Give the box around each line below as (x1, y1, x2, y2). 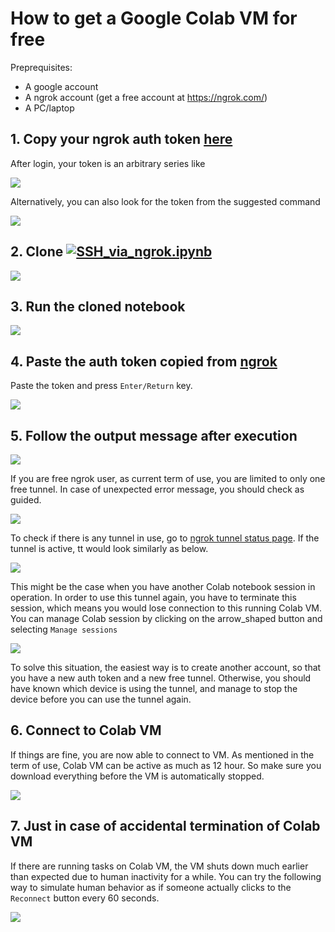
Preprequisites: (10, 61, 73, 73)
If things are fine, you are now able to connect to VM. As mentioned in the (10, 748, 315, 761)
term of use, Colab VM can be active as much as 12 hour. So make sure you (10, 759, 322, 771)
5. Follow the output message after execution (10, 427, 298, 444)
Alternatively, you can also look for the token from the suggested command (10, 195, 321, 207)
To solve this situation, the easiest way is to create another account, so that (10, 662, 322, 673)
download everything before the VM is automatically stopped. (10, 770, 265, 782)
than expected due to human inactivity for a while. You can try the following (10, 870, 322, 882)
